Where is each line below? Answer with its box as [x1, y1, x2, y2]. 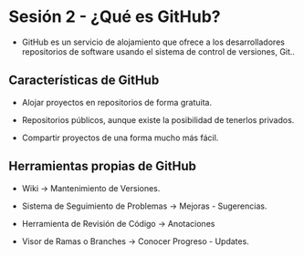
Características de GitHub [8, 73, 160, 88]
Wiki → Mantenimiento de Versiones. [21, 182, 161, 193]
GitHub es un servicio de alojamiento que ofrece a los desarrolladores [21, 36, 285, 47]
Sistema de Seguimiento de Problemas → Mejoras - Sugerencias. [21, 200, 267, 211]
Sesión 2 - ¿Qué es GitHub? [8, 6, 221, 27]
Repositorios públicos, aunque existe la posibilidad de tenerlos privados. [21, 114, 295, 125]
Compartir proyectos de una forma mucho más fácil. [21, 132, 219, 143]
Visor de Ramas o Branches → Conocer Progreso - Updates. [21, 235, 250, 247]
